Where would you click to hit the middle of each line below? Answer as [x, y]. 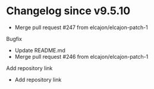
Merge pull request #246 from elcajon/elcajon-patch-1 [81, 56]
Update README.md [40, 50]
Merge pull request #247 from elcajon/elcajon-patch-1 [81, 27]
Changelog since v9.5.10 [68, 11]
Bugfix [14, 39]
